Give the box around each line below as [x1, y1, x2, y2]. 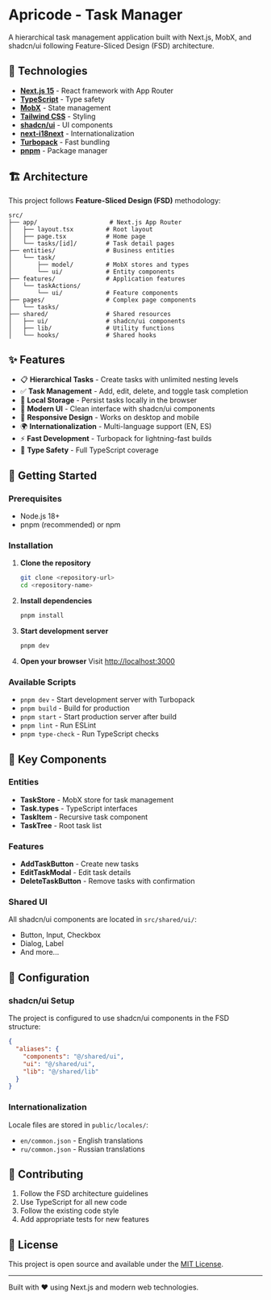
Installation [8, 540, 54, 551]
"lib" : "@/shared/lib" [23, 1067, 99, 1076]
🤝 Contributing [8, 1167, 84, 1181]
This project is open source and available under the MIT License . [8, 1260, 224, 1269]
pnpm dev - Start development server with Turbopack [19, 695, 195, 705]
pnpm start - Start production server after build [19, 712, 177, 722]
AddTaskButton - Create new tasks [19, 859, 140, 869]
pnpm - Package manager [19, 145, 108, 155]
